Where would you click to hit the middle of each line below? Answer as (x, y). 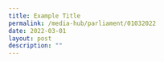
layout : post (30, 38)
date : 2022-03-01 (37, 31)
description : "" (35, 46)
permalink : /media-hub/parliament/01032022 (82, 23)
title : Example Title (45, 16)
